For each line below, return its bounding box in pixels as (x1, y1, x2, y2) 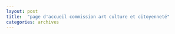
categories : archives (6, 19, 60, 25)
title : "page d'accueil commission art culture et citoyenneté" (6, 14, 170, 20)
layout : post (6, 8, 38, 14)
